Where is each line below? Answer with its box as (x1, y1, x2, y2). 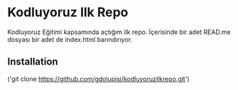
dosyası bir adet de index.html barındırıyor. (7, 35, 133, 43)
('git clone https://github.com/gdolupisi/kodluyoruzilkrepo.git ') (7, 74, 190, 83)
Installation (7, 56, 58, 68)
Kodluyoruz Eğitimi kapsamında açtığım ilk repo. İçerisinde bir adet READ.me (7, 28, 231, 36)
